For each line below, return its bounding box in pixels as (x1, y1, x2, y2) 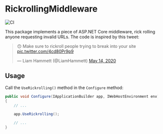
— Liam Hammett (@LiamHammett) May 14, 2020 (16, 58, 116, 63)
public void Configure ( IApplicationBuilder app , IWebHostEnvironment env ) (5, 94, 160, 99)
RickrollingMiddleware (5, 3, 98, 15)
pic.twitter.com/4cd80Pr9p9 (16, 48, 74, 54)
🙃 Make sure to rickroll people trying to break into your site (16, 43, 136, 49)
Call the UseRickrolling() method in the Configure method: (5, 85, 124, 90)
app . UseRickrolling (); (14, 112, 60, 117)
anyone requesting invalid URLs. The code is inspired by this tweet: (5, 34, 140, 40)
